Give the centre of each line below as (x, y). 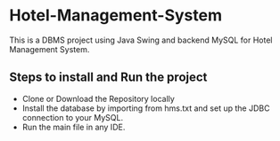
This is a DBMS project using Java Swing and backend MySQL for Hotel (141, 40)
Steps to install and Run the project (108, 78)
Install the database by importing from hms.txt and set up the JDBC (146, 108)
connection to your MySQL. (72, 117)
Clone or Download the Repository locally (99, 98)
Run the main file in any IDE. (74, 127)
